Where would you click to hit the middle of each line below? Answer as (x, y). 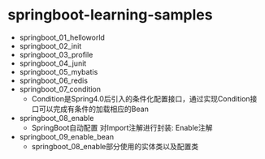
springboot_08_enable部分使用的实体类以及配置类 (115, 146)
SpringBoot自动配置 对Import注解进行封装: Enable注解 (122, 127)
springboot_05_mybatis (59, 71)
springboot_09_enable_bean (67, 136)
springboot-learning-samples (110, 15)
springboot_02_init (50, 45)
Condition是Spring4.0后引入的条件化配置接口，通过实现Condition (141, 98)
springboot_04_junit (53, 63)
